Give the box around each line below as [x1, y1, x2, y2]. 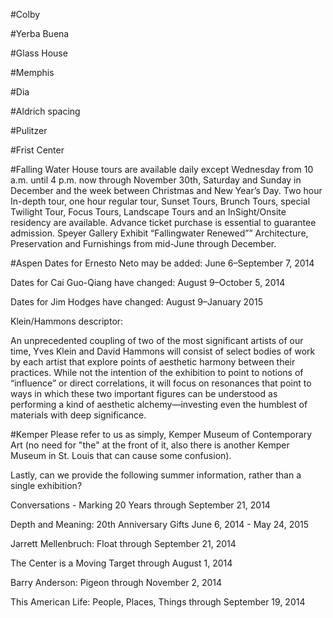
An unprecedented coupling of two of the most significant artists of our [10, 335, 304, 346]
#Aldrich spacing [10, 105, 81, 117]
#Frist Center [10, 144, 65, 156]
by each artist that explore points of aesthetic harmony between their [10, 356, 296, 368]
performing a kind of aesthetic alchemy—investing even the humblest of [10, 399, 308, 410]
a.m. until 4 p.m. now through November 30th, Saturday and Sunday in [10, 174, 302, 186]
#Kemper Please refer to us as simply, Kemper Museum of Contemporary [10, 429, 313, 440]
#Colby [10, 9, 41, 20]
